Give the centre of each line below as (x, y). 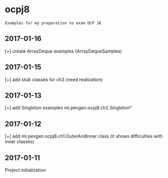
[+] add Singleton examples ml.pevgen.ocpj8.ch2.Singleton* (68, 108)
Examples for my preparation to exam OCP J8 (53, 23)
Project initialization (26, 170)
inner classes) (19, 142)
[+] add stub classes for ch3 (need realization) (54, 79)
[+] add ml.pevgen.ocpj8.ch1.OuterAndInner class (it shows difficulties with (84, 136)
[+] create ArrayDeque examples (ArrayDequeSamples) (64, 51)
